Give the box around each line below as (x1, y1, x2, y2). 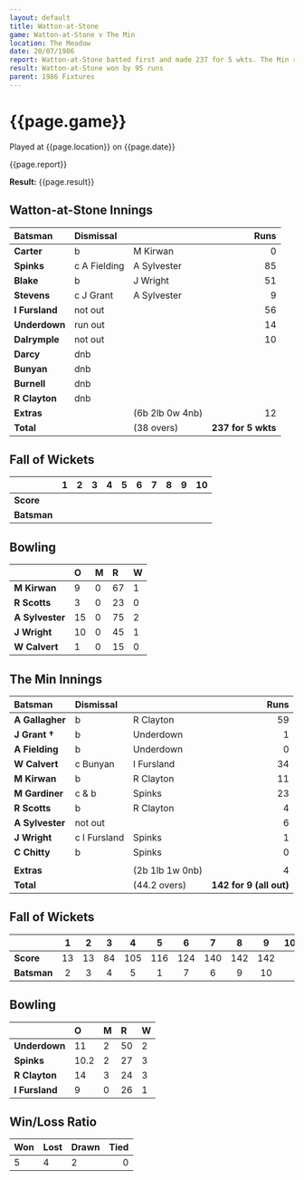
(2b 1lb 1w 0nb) (132, 864, 204, 877)
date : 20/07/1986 (9, 47, 75, 56)
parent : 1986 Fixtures (9, 72, 95, 82)
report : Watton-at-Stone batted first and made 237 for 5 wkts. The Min (9, 55, 290, 64)
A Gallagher (14, 713, 66, 725)
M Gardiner (14, 787, 64, 800)
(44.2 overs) (132, 878, 187, 891)
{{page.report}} (9, 158, 68, 169)
